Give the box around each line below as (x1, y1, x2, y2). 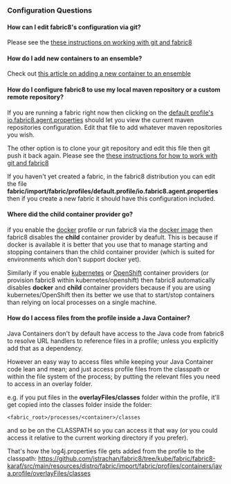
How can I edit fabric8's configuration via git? (7, 23, 142, 31)
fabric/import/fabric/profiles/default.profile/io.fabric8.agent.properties (7, 187, 219, 195)
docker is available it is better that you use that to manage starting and (7, 240, 208, 249)
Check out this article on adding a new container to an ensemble (7, 69, 192, 78)
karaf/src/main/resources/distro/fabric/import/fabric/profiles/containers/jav (7, 461, 223, 470)
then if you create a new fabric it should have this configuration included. (7, 194, 216, 203)
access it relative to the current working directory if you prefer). (7, 433, 189, 442)
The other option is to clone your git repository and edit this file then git (7, 144, 210, 152)
